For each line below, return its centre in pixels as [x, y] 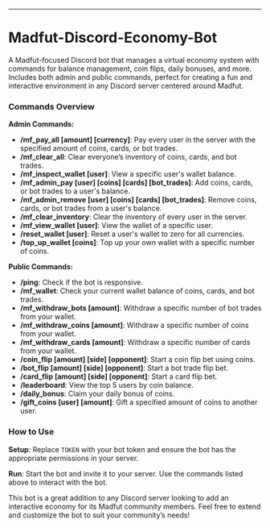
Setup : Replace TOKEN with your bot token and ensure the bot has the [122, 449]
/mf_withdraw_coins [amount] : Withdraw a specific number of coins [134, 325]
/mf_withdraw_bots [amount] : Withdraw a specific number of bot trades [141, 308]
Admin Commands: [41, 124]
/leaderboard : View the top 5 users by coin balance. [107, 385]
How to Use [31, 432]
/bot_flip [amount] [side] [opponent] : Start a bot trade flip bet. [124, 368]
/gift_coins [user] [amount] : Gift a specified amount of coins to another [139, 402]
